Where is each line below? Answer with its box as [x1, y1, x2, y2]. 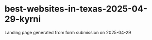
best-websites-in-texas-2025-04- [4, 3, 148, 14]
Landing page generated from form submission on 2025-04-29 [4, 29, 132, 35]
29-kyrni [4, 13, 41, 25]
